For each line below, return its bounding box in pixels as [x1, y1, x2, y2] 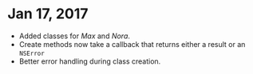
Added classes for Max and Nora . [18, 31, 131, 41]
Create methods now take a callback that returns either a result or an [18, 39, 246, 49]
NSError [18, 49, 45, 57]
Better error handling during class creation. [18, 56, 161, 66]
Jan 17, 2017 [7, 5, 89, 23]
